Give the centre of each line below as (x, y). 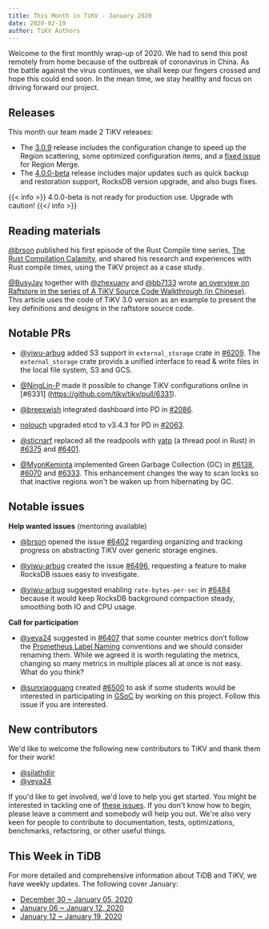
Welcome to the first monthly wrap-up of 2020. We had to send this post (128, 54)
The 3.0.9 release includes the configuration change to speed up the (133, 147)
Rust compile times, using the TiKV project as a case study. (106, 267)
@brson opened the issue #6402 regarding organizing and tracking (131, 541)
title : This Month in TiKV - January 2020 (80, 16)
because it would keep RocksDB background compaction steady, (127, 598)
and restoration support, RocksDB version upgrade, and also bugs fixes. (139, 182)
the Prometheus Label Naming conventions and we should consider (131, 646)
